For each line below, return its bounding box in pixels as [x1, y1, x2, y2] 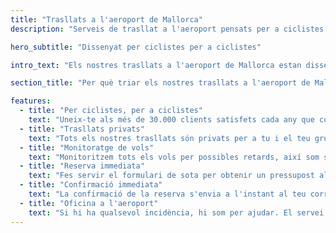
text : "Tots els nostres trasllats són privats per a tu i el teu [28, 133, 311, 143]
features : [10, 96, 52, 106]
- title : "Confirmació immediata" [19, 180, 163, 190]
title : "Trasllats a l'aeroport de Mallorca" [10, 14, 203, 25]
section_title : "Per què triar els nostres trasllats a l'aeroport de [10, 78, 311, 88]
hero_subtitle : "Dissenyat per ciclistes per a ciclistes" [10, 42, 262, 52]
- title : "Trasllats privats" [19, 124, 145, 134]
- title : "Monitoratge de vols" [19, 142, 155, 153]
